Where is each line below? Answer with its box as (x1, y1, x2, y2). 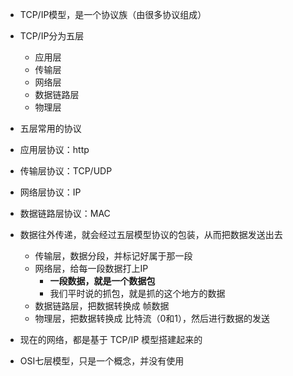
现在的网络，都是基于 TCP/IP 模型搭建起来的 (19, 334, 203, 345)
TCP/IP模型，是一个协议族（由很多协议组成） (19, 9, 207, 20)
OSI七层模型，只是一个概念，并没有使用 (19, 355, 185, 367)
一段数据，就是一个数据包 (49, 275, 156, 287)
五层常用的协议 (19, 123, 82, 134)
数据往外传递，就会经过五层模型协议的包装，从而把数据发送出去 (19, 229, 283, 240)
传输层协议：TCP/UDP (19, 165, 113, 177)
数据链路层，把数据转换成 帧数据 (34, 300, 170, 312)
